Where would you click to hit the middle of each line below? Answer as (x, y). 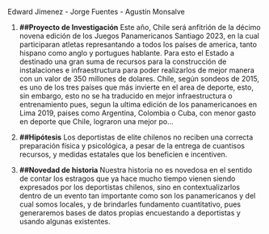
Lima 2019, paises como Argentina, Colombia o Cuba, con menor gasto (137, 113)
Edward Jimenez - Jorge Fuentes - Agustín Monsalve (96, 12)
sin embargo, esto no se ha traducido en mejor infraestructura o (126, 96)
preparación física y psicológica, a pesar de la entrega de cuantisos (132, 146)
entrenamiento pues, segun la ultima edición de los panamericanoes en (138, 104)
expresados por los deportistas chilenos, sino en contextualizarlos (129, 187)
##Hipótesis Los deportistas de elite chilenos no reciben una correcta (136, 137)
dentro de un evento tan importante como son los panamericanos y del (137, 196)
